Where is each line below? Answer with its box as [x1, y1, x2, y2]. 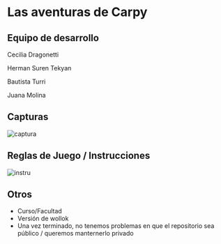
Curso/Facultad [17, 207, 63, 215]
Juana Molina [7, 91, 47, 99]
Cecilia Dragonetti [7, 50, 59, 59]
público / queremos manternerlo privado [17, 229, 134, 238]
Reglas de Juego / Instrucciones [7, 150, 151, 162]
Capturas [7, 111, 49, 123]
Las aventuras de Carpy [7, 4, 148, 20]
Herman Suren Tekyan [7, 64, 72, 72]
